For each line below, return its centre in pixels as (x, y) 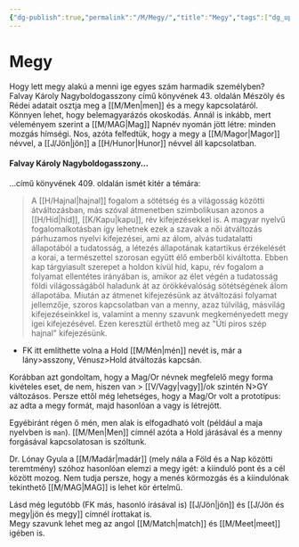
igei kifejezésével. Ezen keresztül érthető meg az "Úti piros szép (149, 323)
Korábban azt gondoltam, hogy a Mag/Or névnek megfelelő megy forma (141, 377)
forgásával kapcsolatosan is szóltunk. (78, 441)
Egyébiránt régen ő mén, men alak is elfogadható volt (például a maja (136, 422)
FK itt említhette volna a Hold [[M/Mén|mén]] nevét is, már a (132, 350)
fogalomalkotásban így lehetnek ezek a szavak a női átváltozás (146, 229)
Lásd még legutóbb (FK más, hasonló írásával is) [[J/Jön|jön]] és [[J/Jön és (147, 504)
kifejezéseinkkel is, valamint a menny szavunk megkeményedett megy (160, 314)
